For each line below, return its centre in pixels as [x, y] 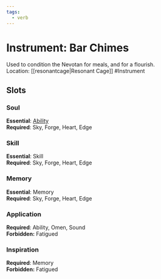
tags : [13, 12]
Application [24, 214]
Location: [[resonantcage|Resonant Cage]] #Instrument [76, 71]
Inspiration [23, 249]
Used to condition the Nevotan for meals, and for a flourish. [80, 65]
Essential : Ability [28, 121]
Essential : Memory [30, 192]
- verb [20, 18]
